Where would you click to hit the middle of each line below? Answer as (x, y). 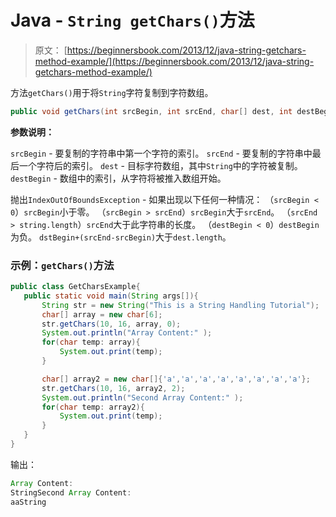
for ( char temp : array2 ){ (93, 407)
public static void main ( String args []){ (111, 296)
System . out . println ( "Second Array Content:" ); (142, 397)
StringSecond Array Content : (71, 492)
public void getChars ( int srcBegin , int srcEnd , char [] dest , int (151, 111)
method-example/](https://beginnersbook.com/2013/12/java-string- (174, 61)
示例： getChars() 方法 (62, 265)
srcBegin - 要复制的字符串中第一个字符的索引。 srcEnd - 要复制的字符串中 (161, 153)
